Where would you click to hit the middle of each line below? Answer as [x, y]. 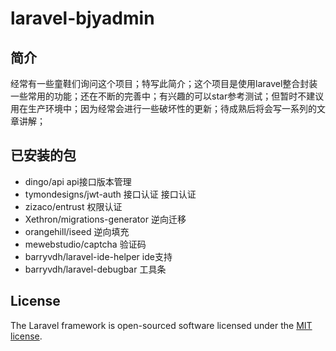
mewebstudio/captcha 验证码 [85, 244]
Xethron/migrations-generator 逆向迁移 [105, 219]
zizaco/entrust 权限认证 [73, 206]
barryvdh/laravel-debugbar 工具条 [95, 269]
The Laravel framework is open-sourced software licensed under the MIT [161, 325]
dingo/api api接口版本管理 [78, 181]
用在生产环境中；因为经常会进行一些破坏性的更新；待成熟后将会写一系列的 [163, 108]
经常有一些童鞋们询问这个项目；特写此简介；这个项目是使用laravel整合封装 [164, 83]
